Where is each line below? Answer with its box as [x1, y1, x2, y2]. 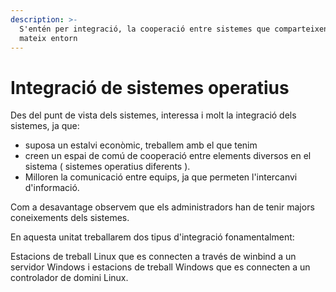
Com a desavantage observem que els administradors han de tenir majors [10, 201, 315, 213]
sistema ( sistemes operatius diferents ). [24, 161, 191, 173]
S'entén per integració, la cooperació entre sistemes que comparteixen [19, 24, 329, 34]
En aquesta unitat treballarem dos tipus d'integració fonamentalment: [10, 231, 295, 243]
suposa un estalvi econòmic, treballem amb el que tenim [24, 139, 258, 151]
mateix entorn [19, 33, 78, 43]
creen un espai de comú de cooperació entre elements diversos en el [24, 150, 312, 162]
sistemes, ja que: [10, 120, 80, 132]
